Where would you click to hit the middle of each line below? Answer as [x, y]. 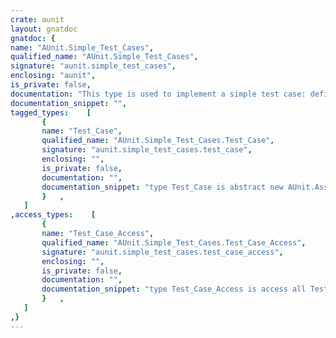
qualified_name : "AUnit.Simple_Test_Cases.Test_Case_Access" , [174, 242]
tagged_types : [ [51, 112]
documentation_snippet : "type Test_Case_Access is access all [174, 289]
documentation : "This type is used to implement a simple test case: [158, 94]
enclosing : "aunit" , [53, 76]
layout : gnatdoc [44, 29]
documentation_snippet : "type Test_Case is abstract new [162, 187]
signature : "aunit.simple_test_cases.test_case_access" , [162, 252]
